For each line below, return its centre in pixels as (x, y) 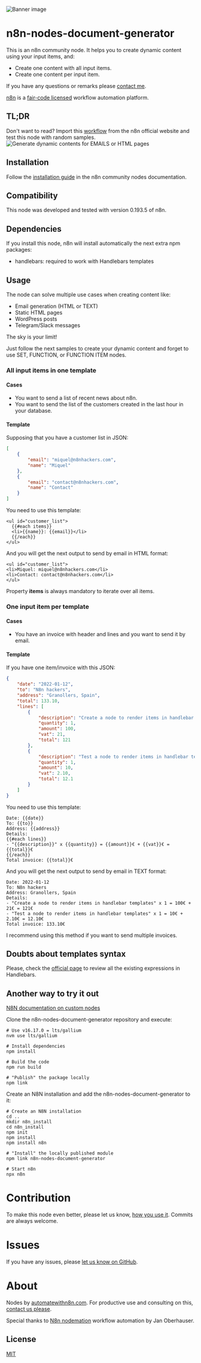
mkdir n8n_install (29, 1122)
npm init (17, 1132)
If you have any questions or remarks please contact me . (76, 86)
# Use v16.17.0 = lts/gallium (44, 1030)
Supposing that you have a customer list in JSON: (67, 438)
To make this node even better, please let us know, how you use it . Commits (100, 1215)
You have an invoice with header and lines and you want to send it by (100, 634)
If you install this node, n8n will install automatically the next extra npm (93, 243)
